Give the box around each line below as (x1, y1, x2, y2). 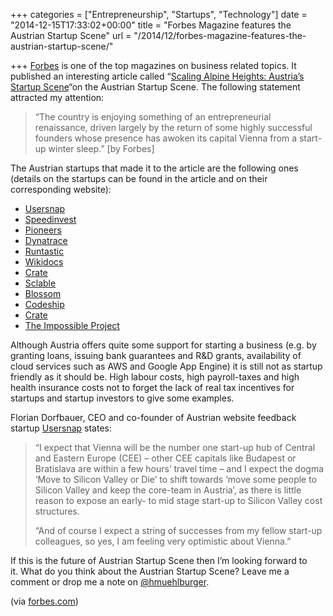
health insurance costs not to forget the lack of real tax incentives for (10, 382, 295, 393)
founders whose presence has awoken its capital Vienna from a (34, 132, 298, 144)
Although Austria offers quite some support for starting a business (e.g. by (10, 339, 317, 351)
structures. (34, 505, 80, 517)
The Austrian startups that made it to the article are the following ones (10, 162, 299, 174)
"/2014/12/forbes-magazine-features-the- (133, 30, 307, 41)
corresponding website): (10, 184, 112, 195)
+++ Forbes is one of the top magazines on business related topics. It (10, 60, 297, 71)
